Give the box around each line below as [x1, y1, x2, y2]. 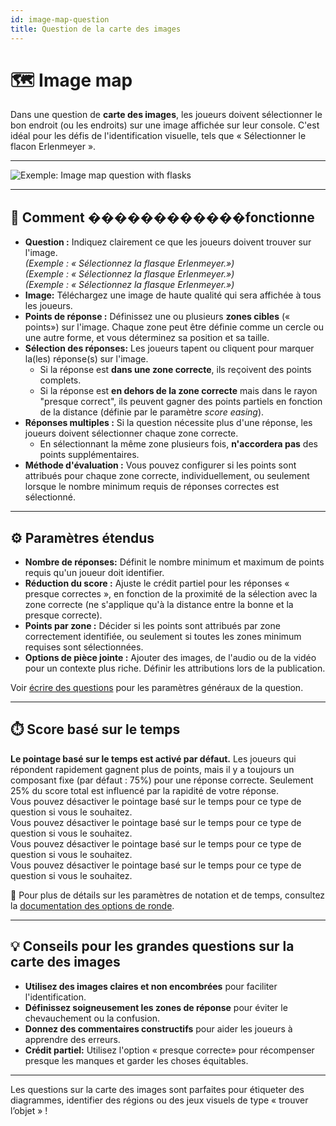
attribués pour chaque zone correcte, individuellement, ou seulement [24, 470, 310, 482]
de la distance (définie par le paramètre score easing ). [39, 406, 265, 418]
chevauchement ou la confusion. [24, 1012, 160, 1024]
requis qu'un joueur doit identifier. [24, 567, 165, 579]
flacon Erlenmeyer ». [10, 141, 97, 153]
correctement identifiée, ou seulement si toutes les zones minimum [24, 631, 302, 643]
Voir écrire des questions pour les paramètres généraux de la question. [10, 682, 304, 694]
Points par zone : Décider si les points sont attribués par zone [24, 620, 281, 632]
